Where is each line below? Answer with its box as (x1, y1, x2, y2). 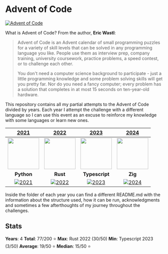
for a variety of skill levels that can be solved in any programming (17, 44, 153, 50)
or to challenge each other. (17, 60, 74, 66)
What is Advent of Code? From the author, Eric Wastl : (5, 29, 116, 35)
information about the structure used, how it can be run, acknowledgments (5, 196, 160, 203)
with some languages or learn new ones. (5, 117, 89, 123)
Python (15, 170, 33, 177)
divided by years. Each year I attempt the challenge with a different (5, 106, 144, 112)
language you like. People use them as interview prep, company (17, 50, 150, 56)
